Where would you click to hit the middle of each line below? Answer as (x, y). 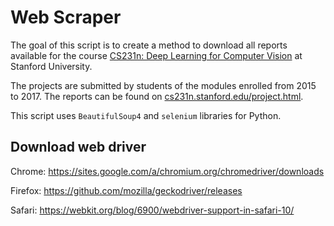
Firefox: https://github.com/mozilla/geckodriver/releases (126, 190)
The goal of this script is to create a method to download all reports (149, 45)
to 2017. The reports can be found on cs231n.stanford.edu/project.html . (157, 96)
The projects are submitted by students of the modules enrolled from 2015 (163, 85)
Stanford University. (51, 66)
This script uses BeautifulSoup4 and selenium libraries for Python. (146, 115)
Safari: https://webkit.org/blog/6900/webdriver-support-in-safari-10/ (152, 210)
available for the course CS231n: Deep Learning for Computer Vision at (156, 55)
